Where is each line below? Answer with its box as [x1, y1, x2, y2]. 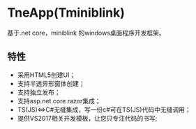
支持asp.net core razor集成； [17, 96, 101, 105]
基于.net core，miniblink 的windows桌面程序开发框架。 [7, 28, 165, 37]
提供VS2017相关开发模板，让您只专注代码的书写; [17, 114, 158, 122]
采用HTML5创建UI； [17, 71, 76, 79]
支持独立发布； [17, 88, 61, 96]
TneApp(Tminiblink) [7, 5, 126, 21]
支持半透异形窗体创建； [17, 79, 85, 87]
